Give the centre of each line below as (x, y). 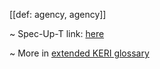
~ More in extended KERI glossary (79, 53)
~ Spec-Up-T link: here (57, 33)
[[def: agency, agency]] (58, 14)
